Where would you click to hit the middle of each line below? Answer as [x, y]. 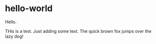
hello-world [29, 8]
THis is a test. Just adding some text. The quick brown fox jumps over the [78, 31]
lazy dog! [14, 36]
